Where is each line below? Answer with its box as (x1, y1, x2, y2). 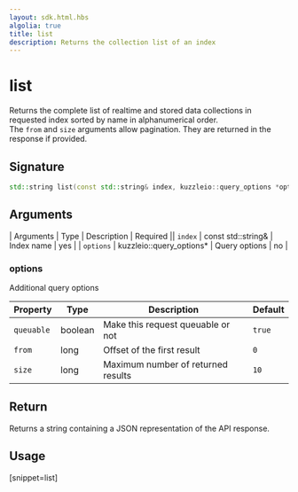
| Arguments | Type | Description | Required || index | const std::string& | (9, 230, 273, 241)
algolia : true (9, 21, 62, 30)
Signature (9, 159, 65, 174)
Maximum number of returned (103, 358, 229, 371)
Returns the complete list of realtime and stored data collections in (9, 105, 252, 116)
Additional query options (9, 282, 99, 293)
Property (13, 303, 52, 316)
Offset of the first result (103, 343, 201, 355)
